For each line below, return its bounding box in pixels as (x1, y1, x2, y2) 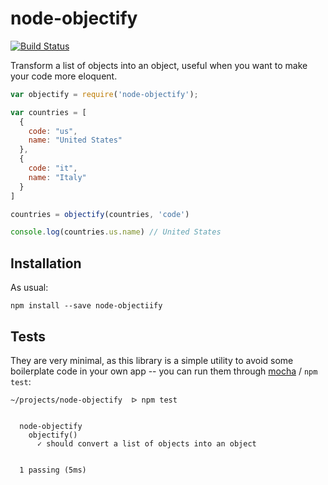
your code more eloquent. (10, 70, 118, 82)
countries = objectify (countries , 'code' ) (10, 209, 190, 219)
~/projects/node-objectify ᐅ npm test (10, 395, 178, 405)
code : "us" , (28, 126, 78, 136)
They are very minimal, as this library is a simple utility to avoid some (10, 354, 294, 366)
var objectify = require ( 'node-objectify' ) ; (10, 89, 199, 99)
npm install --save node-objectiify (10, 301, 163, 311)
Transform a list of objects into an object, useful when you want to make (10, 59, 308, 71)
